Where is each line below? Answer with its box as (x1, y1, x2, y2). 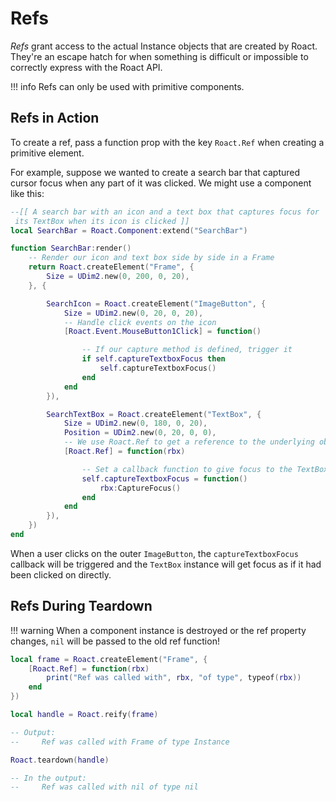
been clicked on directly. (10, 568, 112, 581)
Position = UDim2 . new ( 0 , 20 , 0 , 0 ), (63, 428, 217, 438)
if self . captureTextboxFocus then (81, 354, 226, 364)
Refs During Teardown (10, 598, 153, 615)
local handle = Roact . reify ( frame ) (10, 710, 159, 720)
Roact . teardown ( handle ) (10, 755, 110, 765)
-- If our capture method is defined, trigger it (81, 345, 293, 355)
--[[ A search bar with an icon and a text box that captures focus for (10, 207, 320, 217)
